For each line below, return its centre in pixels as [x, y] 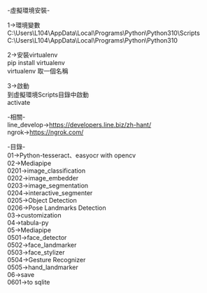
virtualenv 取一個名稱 [38, 71]
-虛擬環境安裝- [29, 10]
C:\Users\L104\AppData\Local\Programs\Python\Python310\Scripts [104, 33]
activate [19, 102]
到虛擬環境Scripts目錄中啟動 [48, 94]
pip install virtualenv [36, 63]
